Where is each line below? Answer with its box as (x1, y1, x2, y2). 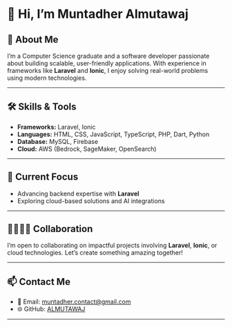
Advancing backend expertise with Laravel (17, 189, 139, 198)
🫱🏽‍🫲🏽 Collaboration (7, 223, 93, 235)
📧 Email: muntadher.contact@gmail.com (17, 297, 131, 306)
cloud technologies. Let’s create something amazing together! (7, 249, 183, 257)
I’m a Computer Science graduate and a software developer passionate (7, 52, 210, 60)
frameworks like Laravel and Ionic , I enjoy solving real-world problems (7, 67, 209, 74)
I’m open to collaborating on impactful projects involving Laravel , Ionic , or (7, 241, 217, 250)
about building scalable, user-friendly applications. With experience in (7, 59, 206, 67)
